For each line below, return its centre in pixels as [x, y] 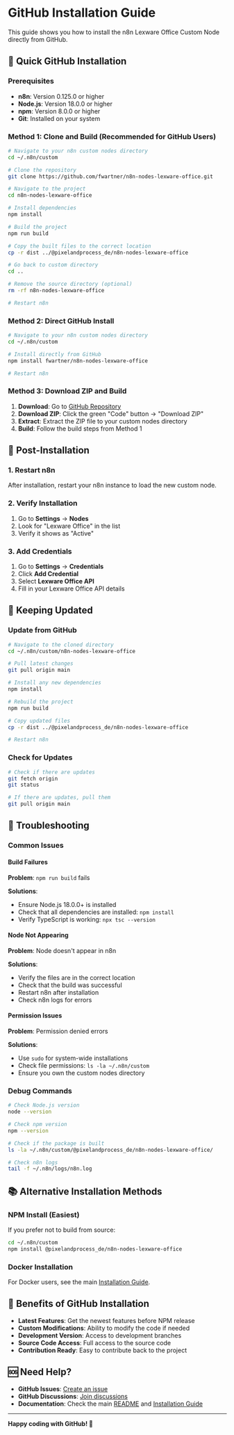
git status [24, 785]
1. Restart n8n [32, 470]
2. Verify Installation [43, 504]
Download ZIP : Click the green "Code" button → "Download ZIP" [111, 414]
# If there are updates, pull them [59, 798]
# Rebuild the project [41, 702]
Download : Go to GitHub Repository [69, 406]
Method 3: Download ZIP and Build [67, 391]
